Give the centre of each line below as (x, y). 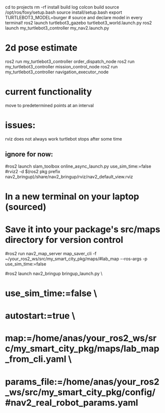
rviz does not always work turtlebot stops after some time (64, 139)
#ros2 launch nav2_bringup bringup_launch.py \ (54, 273)
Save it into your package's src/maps (83, 229)
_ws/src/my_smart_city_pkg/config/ (80, 392)
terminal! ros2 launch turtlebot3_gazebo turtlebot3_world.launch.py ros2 (79, 23)
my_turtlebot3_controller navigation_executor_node (57, 72)
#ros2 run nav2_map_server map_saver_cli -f (51, 253)
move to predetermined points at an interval (49, 105)
